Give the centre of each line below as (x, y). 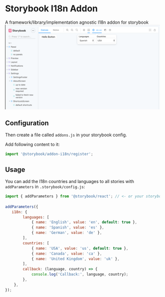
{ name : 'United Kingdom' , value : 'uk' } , (75, 259)
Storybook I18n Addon (52, 9)
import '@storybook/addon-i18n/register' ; (49, 154)
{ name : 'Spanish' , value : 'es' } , (68, 227)
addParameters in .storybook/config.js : (45, 187)
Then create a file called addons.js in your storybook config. (66, 135)
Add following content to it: (32, 145)
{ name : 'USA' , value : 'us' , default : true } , (80, 248)
